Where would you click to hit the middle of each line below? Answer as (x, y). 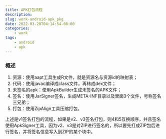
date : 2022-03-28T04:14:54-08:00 (40, 24)
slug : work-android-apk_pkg (34, 19)
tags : (11, 38)
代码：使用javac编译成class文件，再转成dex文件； (64, 83)
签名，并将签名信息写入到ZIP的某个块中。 (52, 131)
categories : (17, 28)
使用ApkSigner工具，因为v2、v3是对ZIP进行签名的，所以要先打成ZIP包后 (80, 125)
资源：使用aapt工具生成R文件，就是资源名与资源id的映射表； (75, 77)
